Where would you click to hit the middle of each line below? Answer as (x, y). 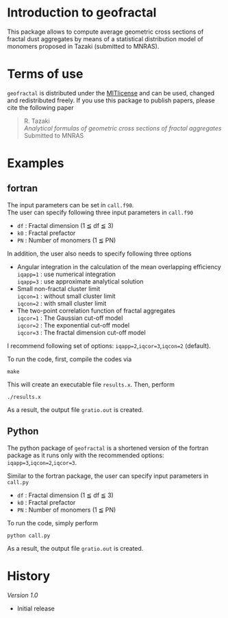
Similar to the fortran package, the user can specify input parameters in (108, 476)
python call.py (29, 536)
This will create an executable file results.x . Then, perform (91, 384)
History (29, 576)
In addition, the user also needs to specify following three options (99, 253)
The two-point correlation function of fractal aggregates (96, 310)
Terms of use (45, 74)
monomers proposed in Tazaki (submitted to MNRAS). (83, 46)
